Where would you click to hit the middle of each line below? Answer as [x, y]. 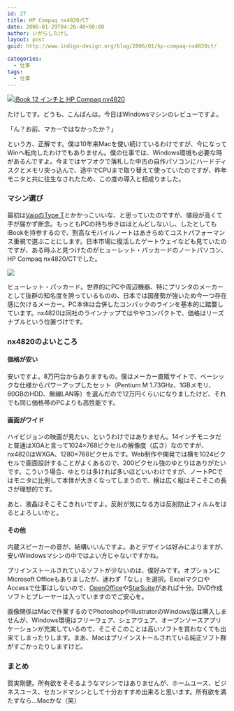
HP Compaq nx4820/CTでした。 [54, 259]
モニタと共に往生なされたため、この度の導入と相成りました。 [96, 178]
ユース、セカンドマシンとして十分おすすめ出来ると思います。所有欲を [120, 691]
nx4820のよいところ [43, 341]
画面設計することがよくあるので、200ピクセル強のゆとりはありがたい [126, 463]
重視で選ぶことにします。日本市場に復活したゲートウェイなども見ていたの [120, 241]
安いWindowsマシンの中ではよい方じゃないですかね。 [85, 556]
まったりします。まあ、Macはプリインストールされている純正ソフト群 [126, 638]
